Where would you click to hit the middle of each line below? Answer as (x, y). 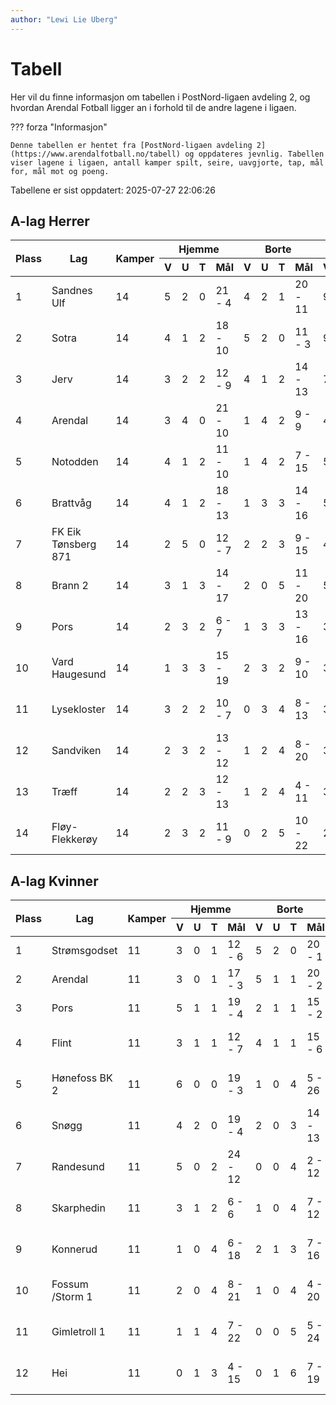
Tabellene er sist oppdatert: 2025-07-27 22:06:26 (113, 190)
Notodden (75, 462)
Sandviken (76, 751)
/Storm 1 (72, 1297)
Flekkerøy (74, 839)
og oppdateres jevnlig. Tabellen (254, 154)
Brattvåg (71, 503)
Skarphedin (78, 1208)
